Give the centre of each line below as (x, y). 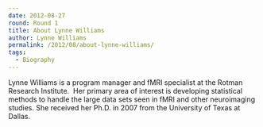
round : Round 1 (33, 23)
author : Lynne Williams (48, 38)
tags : (17, 52)
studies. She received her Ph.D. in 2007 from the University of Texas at (124, 107)
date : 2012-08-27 (37, 15)
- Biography (35, 60)
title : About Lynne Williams (56, 30)
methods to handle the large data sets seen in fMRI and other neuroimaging (132, 99)
